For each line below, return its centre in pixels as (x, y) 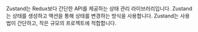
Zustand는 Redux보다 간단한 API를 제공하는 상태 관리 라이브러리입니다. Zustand (99, 8)
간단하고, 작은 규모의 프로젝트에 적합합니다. (67, 23)
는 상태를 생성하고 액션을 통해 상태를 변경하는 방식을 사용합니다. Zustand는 (92, 16)
